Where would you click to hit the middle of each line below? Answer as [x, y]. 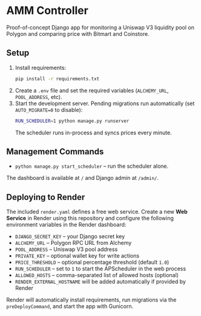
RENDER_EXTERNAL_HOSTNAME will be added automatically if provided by [100, 282]
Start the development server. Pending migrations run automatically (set [105, 103]
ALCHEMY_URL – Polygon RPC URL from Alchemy [73, 243]
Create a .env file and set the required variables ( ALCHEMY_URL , [92, 90]
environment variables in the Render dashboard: [66, 225]
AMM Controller [48, 11]
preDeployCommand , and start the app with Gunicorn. [70, 306]
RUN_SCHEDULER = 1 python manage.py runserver [72, 121]
